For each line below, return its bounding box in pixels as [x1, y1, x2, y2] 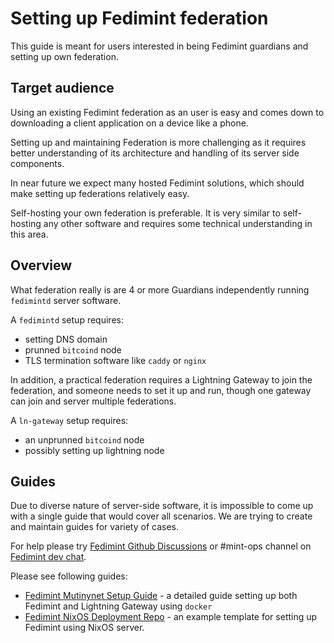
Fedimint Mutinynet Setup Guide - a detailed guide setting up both [24, 590, 298, 602]
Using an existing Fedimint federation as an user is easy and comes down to [10, 106, 325, 118]
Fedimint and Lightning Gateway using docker [24, 600, 213, 612]
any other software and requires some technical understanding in [43, 217, 313, 229]
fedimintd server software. [10, 294, 122, 306]
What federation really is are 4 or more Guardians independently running [10, 283, 310, 296]
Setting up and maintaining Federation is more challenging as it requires [10, 136, 307, 148]
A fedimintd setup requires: [10, 313, 124, 326]
